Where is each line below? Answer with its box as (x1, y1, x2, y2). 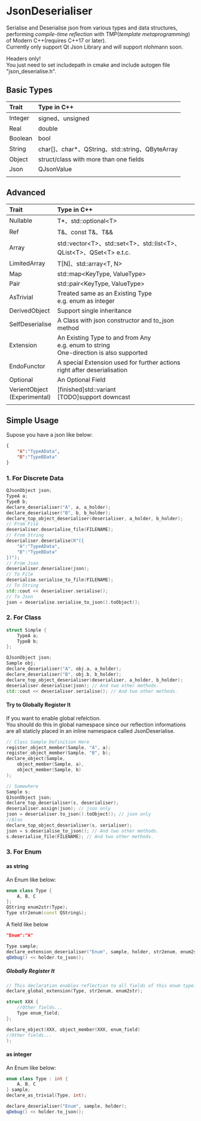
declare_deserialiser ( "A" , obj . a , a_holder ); (6, 666, 121, 672)
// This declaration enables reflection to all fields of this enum (6, 982, 181, 989)
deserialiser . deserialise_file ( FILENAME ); (6, 527, 114, 533)
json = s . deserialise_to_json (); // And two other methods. (6, 828, 160, 834)
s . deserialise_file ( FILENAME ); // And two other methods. (6, 833, 154, 839)
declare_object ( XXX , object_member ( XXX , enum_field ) (6, 1026, 141, 1033)
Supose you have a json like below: (6, 431, 93, 439)
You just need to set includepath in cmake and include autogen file (6, 61, 170, 68)
